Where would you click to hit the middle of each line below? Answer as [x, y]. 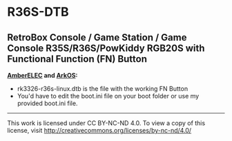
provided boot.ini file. [47, 103]
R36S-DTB [38, 12]
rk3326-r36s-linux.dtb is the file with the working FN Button [103, 89]
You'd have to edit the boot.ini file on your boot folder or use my [108, 96]
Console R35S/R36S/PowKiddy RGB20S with [106, 48]
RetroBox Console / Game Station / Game [97, 37]
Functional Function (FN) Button [77, 59]
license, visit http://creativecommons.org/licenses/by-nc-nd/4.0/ [99, 130]
